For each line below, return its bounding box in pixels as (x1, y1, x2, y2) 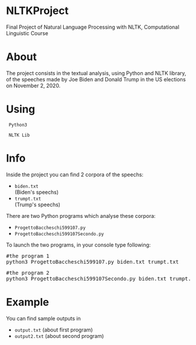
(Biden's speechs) (14, 189, 59, 196)
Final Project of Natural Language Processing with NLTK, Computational (6, 23, 180, 30)
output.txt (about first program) (14, 326, 93, 333)
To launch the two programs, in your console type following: (6, 241, 151, 248)
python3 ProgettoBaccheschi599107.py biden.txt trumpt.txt (6, 258, 180, 265)
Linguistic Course (6, 29, 49, 36)
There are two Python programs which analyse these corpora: (6, 212, 156, 219)
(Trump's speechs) (14, 201, 60, 208)
